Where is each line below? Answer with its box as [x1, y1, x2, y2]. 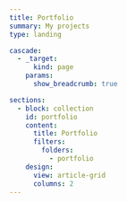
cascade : [9, 46, 42, 55]
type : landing [9, 30, 63, 39]
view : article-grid [32, 171, 106, 180]
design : [25, 162, 54, 171]
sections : [9, 95, 47, 104]
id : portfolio [25, 112, 78, 121]
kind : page [32, 63, 74, 72]
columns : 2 [32, 179, 74, 189]
